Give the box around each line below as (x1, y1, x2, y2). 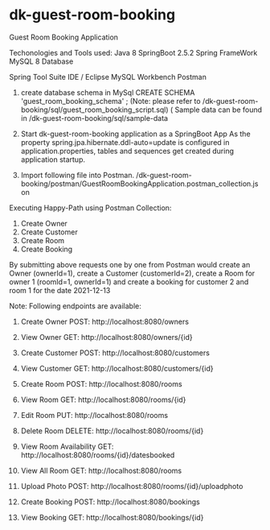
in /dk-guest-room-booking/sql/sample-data (20, 113, 168, 122)
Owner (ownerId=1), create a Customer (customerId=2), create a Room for (9, 268, 256, 278)
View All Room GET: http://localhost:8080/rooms (20, 466, 182, 475)
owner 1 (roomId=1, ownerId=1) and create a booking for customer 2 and (9, 276, 249, 287)
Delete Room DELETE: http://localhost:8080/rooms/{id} (20, 425, 204, 436)
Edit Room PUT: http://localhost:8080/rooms (20, 410, 168, 420)
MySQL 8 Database (9, 56, 74, 66)
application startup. (20, 155, 86, 164)
